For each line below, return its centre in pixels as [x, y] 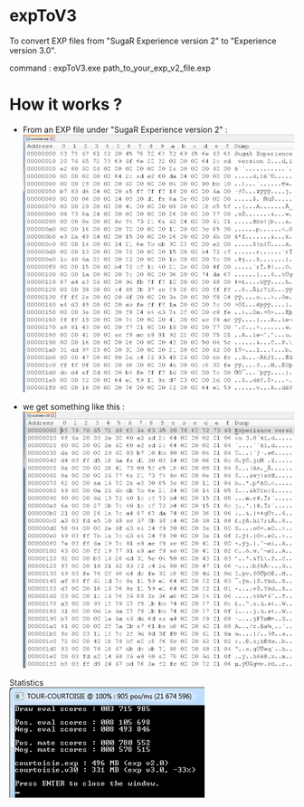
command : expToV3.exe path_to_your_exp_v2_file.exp [110, 68]
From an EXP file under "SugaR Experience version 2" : [125, 129]
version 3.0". [33, 50]
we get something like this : [73, 406]
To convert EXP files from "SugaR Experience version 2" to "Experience [143, 41]
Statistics [27, 682]
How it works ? [66, 104]
